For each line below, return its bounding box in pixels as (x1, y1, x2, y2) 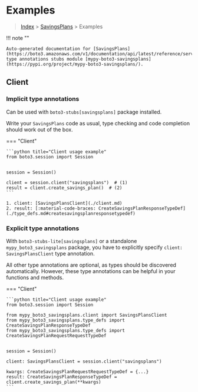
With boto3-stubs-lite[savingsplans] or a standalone (6, 237, 137, 244)
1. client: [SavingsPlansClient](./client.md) (6, 200, 123, 206)
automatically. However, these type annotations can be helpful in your (6, 267, 176, 274)
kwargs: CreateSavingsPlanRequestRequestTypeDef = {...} (6, 368, 149, 374)
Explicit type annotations (6, 224, 80, 232)
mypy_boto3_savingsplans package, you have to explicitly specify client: (6, 244, 183, 251)
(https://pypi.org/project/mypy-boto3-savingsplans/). (6, 61, 144, 67)
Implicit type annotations (6, 95, 80, 103)
